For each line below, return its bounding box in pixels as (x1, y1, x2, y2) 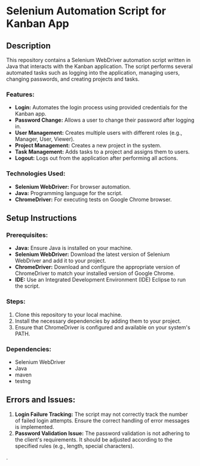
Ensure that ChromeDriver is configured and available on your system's (14, 323, 191, 331)
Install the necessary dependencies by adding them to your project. (14, 317, 181, 325)
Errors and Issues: (6, 395, 76, 405)
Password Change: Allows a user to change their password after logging (14, 116, 195, 124)
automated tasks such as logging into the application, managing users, (6, 69, 180, 76)
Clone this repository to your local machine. (14, 311, 122, 318)
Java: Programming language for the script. (14, 189, 123, 196)
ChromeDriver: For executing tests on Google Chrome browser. (14, 196, 172, 203)
